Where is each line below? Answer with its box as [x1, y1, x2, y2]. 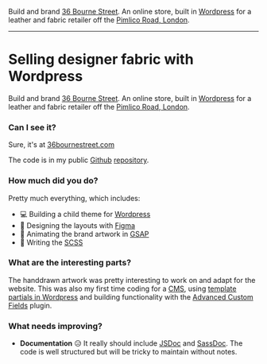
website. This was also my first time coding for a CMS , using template [8, 284, 237, 293]
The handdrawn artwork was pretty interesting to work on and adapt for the [8, 275, 256, 285]
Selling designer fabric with [8, 51, 194, 68]
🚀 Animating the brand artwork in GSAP [19, 229, 149, 238]
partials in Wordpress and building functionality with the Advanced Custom [8, 292, 254, 301]
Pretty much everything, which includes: [8, 193, 141, 203]
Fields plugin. [8, 300, 52, 310]
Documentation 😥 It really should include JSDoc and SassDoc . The [19, 339, 243, 348]
